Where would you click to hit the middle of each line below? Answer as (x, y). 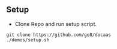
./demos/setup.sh (28, 40)
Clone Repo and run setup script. (56, 24)
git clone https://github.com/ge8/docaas (59, 35)
